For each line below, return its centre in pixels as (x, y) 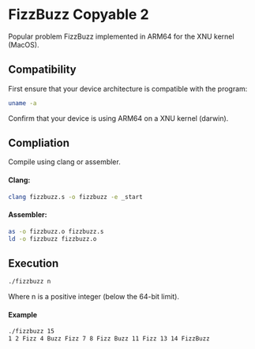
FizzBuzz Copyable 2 (79, 15)
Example (23, 314)
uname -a (22, 103)
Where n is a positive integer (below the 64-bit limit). (94, 297)
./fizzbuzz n (30, 282)
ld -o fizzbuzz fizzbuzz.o (52, 238)
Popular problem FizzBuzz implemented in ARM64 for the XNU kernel (121, 36)
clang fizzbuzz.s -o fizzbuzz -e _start (76, 197)
